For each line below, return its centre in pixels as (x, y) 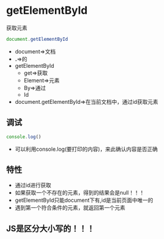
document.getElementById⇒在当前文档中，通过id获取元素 (86, 101)
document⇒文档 (35, 51)
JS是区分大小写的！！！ (51, 228)
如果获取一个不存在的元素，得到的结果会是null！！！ (80, 193)
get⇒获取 (36, 73)
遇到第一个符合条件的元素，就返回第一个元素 (70, 208)
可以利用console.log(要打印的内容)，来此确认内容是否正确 (86, 149)
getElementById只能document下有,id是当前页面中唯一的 (84, 200)
